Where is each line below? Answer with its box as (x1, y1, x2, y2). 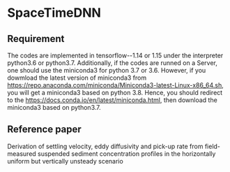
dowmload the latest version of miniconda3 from (7, 73, 147, 82)
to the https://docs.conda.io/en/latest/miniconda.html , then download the (7, 96, 217, 104)
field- (204, 142, 221, 150)
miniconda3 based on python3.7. (7, 103, 101, 111)
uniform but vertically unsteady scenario (7, 157, 123, 165)
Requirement (7, 33, 65, 45)
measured (7, 149, 36, 158)
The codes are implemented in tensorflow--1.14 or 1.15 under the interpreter (7, 51, 224, 59)
